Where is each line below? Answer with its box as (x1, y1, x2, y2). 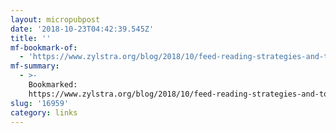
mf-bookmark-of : (10, 42, 78, 53)
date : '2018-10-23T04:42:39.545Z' (10, 24, 155, 34)
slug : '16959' (10, 98, 70, 108)
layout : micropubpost (10, 14, 101, 25)
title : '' (10, 33, 52, 43)
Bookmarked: (28, 80, 78, 90)
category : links (10, 107, 78, 118)
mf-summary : (10, 61, 60, 71)
